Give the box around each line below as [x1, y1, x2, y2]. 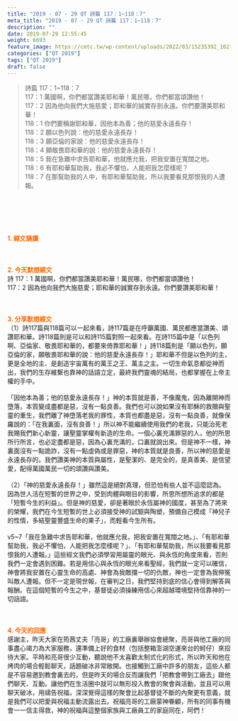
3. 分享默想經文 [7, 314, 52, 323]
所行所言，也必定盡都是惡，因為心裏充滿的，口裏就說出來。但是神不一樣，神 [7, 437, 231, 446]
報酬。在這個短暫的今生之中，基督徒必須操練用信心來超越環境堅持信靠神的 [7, 585, 225, 594]
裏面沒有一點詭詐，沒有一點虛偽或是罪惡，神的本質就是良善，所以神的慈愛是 [7, 446, 231, 455]
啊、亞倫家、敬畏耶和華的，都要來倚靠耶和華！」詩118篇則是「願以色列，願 [7, 341, 228, 350]
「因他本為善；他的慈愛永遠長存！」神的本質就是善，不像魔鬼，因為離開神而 [7, 393, 231, 402]
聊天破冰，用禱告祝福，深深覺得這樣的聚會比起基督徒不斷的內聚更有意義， [7, 688, 225, 696]
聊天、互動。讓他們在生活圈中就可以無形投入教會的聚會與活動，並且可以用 [13, 679, 231, 688]
